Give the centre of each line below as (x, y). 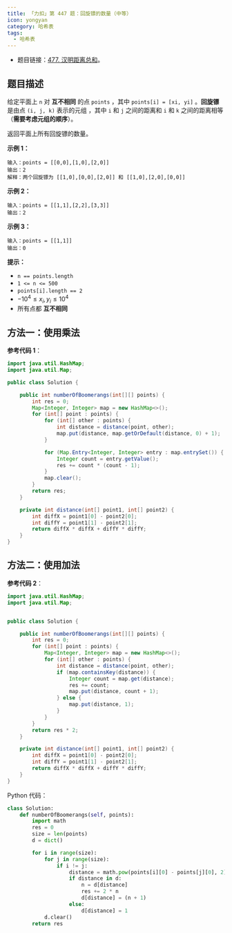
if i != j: (72, 866)
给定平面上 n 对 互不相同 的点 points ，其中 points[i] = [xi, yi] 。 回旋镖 (113, 102)
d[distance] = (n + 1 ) (114, 898)
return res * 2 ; (55, 730)
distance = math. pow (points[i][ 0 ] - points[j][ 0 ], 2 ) (148, 872)
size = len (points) (60, 834)
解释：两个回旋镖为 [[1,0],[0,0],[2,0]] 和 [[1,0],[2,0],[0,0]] (96, 177)
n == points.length (45, 276)
